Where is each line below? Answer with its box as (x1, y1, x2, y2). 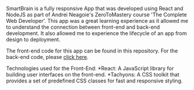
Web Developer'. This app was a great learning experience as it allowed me (6, 18, 189, 24)
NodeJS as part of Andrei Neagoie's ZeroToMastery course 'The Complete (6, 11, 187, 18)
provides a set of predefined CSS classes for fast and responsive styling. (6, 77, 183, 84)
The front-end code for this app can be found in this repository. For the (6, 47, 178, 54)
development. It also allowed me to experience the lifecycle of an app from (6, 30, 187, 37)
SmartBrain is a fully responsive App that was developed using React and (6, 5, 183, 12)
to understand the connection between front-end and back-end (6, 23, 160, 30)
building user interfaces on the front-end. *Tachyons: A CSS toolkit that (6, 71, 180, 78)
